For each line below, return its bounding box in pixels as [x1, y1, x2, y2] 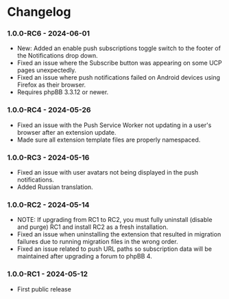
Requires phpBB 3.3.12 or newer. [16, 88, 109, 96]
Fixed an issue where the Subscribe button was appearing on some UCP [16, 59, 222, 67]
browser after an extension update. [16, 128, 117, 136]
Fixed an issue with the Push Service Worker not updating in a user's [16, 121, 212, 129]
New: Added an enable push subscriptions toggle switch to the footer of [16, 44, 221, 52]
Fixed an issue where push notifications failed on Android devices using [16, 74, 221, 82]
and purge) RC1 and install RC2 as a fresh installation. [16, 223, 169, 231]
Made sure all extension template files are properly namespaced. [16, 135, 201, 144]
